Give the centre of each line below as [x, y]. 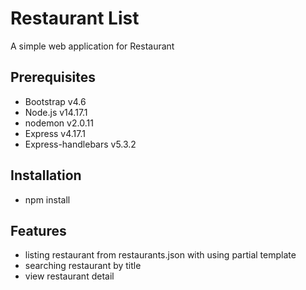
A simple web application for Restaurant [92, 46]
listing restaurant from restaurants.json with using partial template [160, 255]
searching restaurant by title [83, 266]
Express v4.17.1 [55, 133]
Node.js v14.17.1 [56, 112]
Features [38, 230]
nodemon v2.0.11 [59, 123]
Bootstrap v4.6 [55, 101]
